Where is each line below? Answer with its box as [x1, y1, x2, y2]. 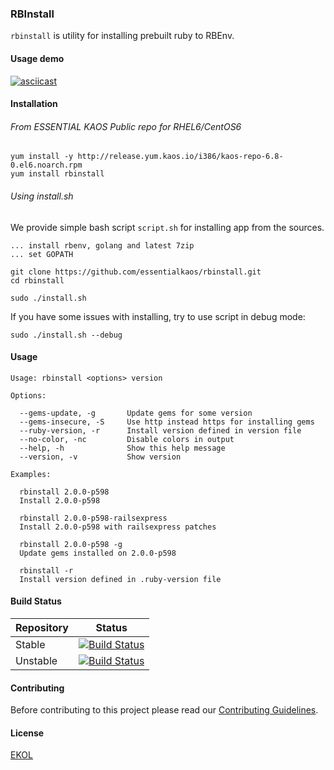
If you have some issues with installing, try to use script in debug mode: [10, 310, 306, 322]
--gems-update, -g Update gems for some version [19, 408, 253, 418]
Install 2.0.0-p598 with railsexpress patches [19, 522, 217, 532]
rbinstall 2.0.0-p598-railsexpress [19, 513, 168, 523]
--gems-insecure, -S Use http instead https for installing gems [19, 417, 315, 427]
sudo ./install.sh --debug [10, 330, 123, 340]
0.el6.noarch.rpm [10, 160, 83, 171]
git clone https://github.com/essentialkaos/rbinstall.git [10, 267, 262, 277]
